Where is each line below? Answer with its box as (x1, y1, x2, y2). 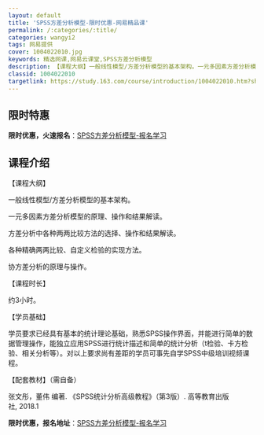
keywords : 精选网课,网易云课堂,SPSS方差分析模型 (8, 56, 152, 64)
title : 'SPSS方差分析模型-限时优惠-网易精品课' (8, 19, 149, 27)
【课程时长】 (8, 278, 49, 288)
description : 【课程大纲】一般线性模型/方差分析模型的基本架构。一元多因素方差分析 (8, 63, 251, 71)
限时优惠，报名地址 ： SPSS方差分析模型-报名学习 (8, 418, 167, 428)
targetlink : (8, 77, 47, 85)
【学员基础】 (8, 312, 49, 322)
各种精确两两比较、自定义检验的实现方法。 (8, 245, 146, 255)
